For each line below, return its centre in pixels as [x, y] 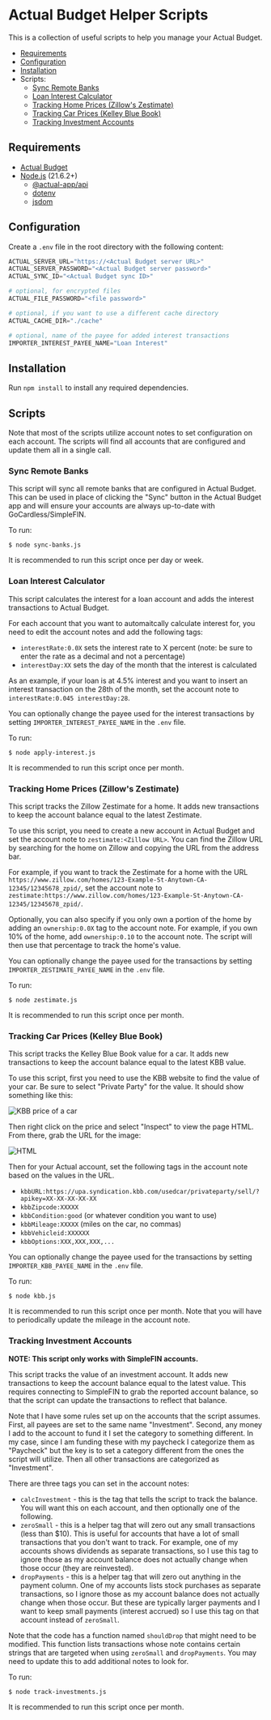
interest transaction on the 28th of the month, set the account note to [124, 689]
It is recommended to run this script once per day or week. [106, 560]
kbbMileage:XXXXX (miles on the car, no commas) [101, 1224]
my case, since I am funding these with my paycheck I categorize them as [131, 1442]
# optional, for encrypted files [65, 291]
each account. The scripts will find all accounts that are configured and [127, 442]
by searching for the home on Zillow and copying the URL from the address [134, 847]
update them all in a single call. [60, 450]
